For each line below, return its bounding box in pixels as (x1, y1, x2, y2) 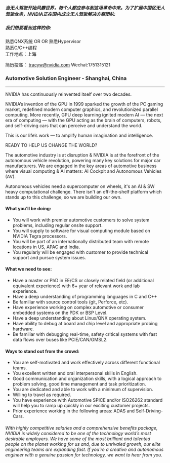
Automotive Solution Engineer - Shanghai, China (5, 75, 127, 82)
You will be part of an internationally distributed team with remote (12, 238, 149, 244)
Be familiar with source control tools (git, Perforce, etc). (12, 299, 129, 305)
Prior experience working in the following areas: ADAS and (12, 408, 135, 414)
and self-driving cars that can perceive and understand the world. (5, 122, 143, 129)
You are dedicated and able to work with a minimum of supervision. (12, 387, 153, 393)
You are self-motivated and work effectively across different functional (12, 360, 160, 366)
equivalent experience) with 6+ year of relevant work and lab (12, 283, 140, 289)
